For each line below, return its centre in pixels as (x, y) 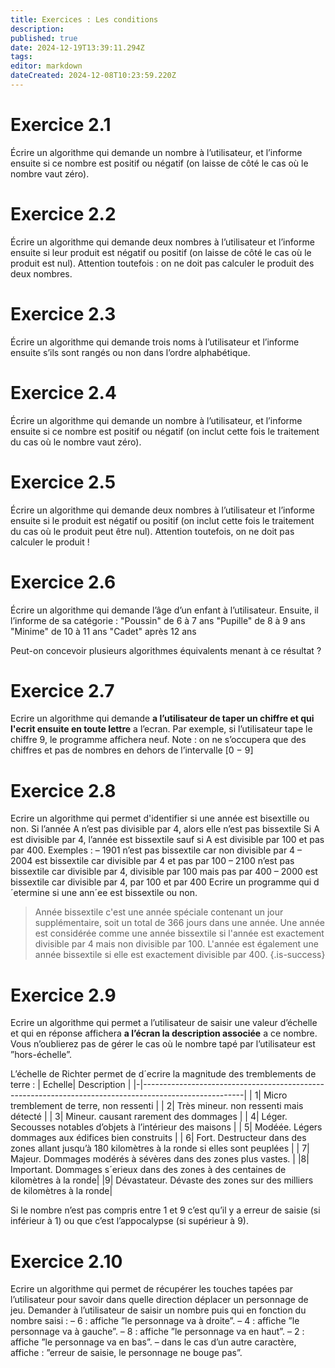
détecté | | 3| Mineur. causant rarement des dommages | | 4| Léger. (149, 1117)
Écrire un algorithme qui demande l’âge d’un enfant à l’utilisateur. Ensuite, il (164, 610)
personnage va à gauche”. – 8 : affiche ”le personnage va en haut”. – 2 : (157, 1332)
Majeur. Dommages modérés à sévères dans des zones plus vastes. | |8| (160, 1159)
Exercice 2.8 (63, 790)
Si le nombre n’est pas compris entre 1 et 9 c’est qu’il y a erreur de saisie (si (165, 1210)
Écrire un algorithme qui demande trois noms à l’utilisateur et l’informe (155, 342)
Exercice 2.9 (63, 995)
